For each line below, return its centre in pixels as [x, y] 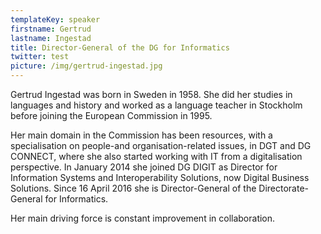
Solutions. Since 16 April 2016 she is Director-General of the [133, 188]
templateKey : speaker [55, 19]
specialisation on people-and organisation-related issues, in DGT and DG [161, 145]
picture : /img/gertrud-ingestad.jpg [86, 66]
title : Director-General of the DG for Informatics [120, 47]
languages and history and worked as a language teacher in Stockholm [156, 105]
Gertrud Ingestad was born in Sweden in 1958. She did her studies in [151, 94]
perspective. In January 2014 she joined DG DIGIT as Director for [144, 167]
